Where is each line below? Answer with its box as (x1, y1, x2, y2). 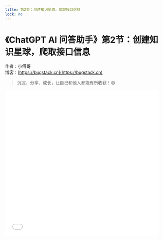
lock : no (5, 12, 23, 17)
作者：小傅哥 (5, 63, 31, 69)
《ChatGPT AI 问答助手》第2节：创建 (5, 34, 150, 45)
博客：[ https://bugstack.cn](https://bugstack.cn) (5, 69, 103, 76)
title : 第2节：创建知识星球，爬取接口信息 (5, 7, 81, 12)
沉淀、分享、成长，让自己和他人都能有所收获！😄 (17, 80, 116, 86)
